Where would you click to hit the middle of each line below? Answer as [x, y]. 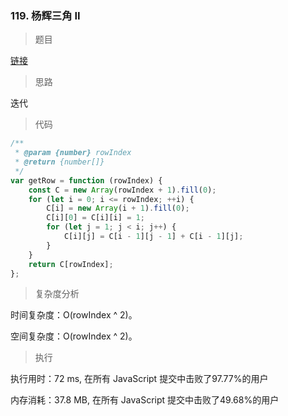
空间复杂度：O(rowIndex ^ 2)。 [74, 336]
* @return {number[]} [59, 162]
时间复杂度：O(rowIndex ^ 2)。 [74, 315]
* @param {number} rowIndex [73, 153]
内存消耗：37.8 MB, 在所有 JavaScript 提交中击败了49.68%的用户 [145, 400]
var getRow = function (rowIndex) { [86, 180]
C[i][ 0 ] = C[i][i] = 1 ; [95, 218]
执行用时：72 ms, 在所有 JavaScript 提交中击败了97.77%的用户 [139, 379]
